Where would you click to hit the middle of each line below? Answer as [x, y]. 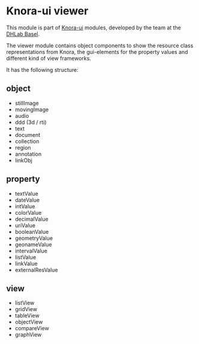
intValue [25, 206]
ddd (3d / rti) [31, 122]
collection [27, 141]
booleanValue [32, 232]
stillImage [27, 103]
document [28, 135]
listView [25, 303]
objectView [29, 322]
